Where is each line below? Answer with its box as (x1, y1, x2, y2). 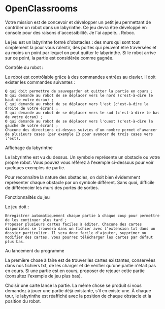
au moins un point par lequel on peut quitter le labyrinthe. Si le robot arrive (5, 50, 156, 56)
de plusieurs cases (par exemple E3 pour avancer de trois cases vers (5, 131, 153, 137)
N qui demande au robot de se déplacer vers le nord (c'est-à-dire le (5, 93, 153, 98)
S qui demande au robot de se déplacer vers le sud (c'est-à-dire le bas (5, 110, 160, 115)
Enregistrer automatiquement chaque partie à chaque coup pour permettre (5, 213, 160, 218)
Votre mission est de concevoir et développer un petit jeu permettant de (5, 19, 151, 25)
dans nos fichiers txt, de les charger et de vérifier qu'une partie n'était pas (5, 262, 156, 268)
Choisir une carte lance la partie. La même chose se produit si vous (5, 282, 142, 288)
